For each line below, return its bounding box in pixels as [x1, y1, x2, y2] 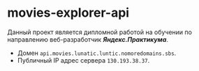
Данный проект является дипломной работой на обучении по [7, 28, 192, 36]
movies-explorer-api [7, 5, 130, 21]
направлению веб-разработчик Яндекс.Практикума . [7, 35, 169, 43]
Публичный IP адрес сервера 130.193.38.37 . [17, 56, 150, 64]
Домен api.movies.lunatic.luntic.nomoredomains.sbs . [17, 49, 177, 57]
